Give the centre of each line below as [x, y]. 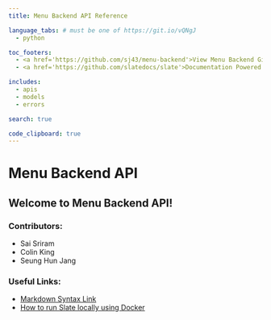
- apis [27, 89]
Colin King [37, 252]
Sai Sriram [37, 243]
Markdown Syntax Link [58, 299]
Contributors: [35, 226]
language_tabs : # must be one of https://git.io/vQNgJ [102, 30]
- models [30, 97]
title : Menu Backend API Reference [68, 16]
